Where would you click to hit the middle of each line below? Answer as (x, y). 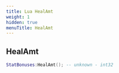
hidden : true (22, 22)
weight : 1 (18, 17)
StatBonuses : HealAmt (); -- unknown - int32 (60, 65)
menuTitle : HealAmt (30, 28)
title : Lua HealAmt (30, 11)
